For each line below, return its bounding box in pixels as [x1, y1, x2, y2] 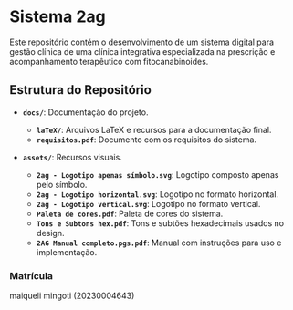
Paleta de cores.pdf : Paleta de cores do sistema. [36, 208, 224, 219]
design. [36, 227, 65, 238]
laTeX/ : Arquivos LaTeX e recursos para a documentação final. [36, 124, 272, 135]
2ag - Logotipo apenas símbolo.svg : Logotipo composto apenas [36, 169, 279, 180]
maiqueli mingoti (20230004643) [9, 290, 135, 302]
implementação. [36, 246, 98, 257]
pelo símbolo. [36, 179, 88, 190]
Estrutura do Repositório [9, 82, 152, 98]
